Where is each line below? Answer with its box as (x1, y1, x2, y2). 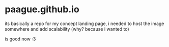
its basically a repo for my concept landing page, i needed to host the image (5, 20, 164, 27)
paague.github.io (5, 4, 79, 15)
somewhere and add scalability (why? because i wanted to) (5, 26, 129, 32)
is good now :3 (5, 36, 36, 42)
